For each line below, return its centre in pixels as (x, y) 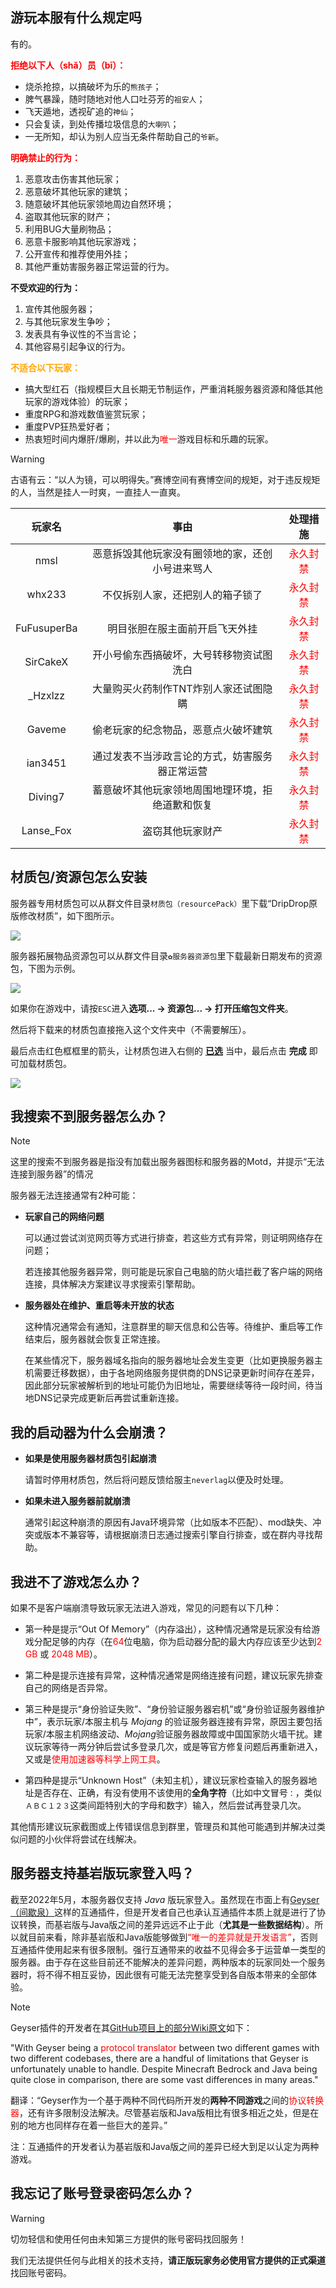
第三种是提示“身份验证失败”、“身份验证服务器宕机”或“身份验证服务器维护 (174, 1709)
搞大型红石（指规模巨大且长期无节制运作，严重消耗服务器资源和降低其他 (173, 389)
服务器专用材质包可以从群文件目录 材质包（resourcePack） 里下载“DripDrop (160, 903)
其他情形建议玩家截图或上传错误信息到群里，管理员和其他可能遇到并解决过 (163, 1827)
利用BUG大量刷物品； (69, 229)
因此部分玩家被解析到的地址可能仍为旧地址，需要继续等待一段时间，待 (169, 1385)
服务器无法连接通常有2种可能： (74, 1195)
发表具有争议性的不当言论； (82, 334)
